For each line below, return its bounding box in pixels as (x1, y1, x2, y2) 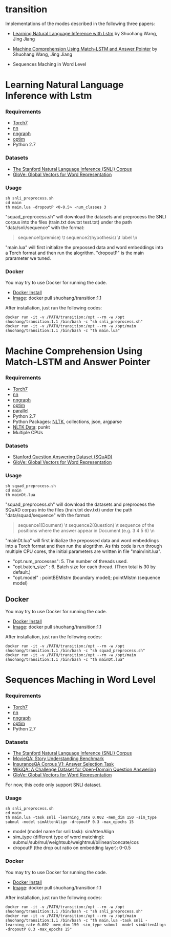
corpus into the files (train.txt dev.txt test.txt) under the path (5, 219, 132, 226)
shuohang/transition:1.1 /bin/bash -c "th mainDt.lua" (5, 657, 125, 662)
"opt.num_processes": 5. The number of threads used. (12, 559, 128, 565)
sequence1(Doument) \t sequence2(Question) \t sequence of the (17, 522, 155, 528)
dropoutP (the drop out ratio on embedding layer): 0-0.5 (12, 845, 131, 851)
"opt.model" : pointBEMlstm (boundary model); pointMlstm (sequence (12, 574, 160, 581)
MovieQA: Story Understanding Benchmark (12, 755, 104, 762)
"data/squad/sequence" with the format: (5, 512, 91, 519)
